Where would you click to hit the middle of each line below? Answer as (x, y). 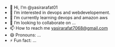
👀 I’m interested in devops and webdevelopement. (60, 12)
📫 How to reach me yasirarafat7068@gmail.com (59, 28)
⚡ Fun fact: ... (23, 40)
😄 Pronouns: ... (25, 35)
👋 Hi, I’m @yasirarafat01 (34, 7)
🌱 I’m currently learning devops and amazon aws (59, 18)
